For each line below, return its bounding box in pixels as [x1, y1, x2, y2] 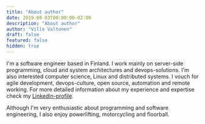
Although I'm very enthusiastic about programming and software [6, 104, 169, 111]
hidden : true [6, 43, 40, 49]
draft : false [6, 32, 40, 38]
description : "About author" [6, 20, 81, 26]
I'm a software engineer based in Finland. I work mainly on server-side [6, 59, 184, 67]
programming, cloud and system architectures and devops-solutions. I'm [6, 66, 189, 73]
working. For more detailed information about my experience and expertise [6, 86, 195, 93]
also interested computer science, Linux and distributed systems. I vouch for [6, 73, 199, 80]
